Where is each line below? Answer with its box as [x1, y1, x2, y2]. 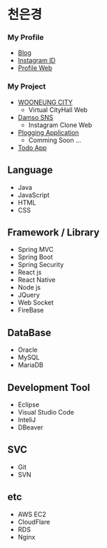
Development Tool [7, 381, 91, 393]
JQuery [17, 290, 41, 300]
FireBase [17, 306, 44, 315]
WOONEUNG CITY [17, 98, 73, 106]
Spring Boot [17, 253, 53, 261]
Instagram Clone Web [28, 121, 93, 129]
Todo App [17, 143, 47, 152]
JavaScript [17, 191, 50, 199]
